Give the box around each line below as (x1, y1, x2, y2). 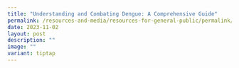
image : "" (7, 43, 37, 50)
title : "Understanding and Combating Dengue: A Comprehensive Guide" (7, 10, 218, 18)
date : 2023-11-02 (7, 23, 59, 30)
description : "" (7, 37, 55, 44)
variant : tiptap (7, 50, 55, 57)
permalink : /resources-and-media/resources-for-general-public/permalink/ (7, 17, 234, 24)
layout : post (7, 30, 46, 38)
